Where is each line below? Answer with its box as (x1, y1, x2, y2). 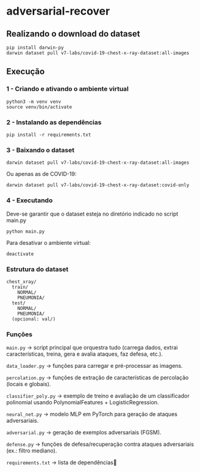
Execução (6, 66, 45, 77)
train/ (12, 284, 29, 290)
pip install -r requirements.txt (6, 132, 91, 138)
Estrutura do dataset (6, 265, 69, 273)
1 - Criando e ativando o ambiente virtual (6, 85, 129, 93)
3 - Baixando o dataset (6, 146, 75, 154)
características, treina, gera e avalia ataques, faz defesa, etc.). (6, 350, 163, 358)
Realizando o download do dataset (6, 29, 140, 39)
